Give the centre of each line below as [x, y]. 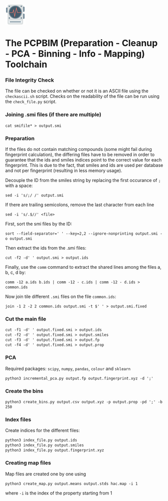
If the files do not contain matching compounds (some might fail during [78, 149]
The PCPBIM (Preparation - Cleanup [81, 43]
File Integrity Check [30, 80]
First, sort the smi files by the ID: [39, 224]
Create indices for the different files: [43, 430]
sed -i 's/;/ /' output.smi [35, 196]
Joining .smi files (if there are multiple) [53, 115]
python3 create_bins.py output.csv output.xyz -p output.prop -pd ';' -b [84, 402]
